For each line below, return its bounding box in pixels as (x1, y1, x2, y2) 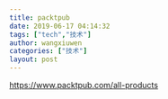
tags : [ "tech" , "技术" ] (9, 30, 92, 39)
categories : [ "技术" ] (9, 47, 88, 56)
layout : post (9, 55, 58, 64)
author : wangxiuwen (9, 38, 83, 48)
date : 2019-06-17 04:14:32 (9, 22, 111, 31)
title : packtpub (9, 13, 70, 22)
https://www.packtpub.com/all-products (9, 80, 159, 90)
